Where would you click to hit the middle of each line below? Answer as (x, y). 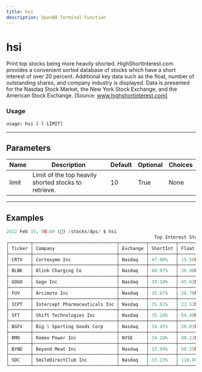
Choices (181, 165)
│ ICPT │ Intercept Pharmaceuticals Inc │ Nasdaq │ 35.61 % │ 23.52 (101, 304)
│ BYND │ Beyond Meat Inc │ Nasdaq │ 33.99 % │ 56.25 (101, 349)
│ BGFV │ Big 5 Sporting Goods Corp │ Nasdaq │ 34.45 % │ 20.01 (101, 327)
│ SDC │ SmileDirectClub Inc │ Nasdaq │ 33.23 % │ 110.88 (102, 360)
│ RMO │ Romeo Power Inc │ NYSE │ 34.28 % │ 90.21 (101, 338)
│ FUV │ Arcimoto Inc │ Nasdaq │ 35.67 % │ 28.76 (101, 293)
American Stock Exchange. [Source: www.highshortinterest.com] (87, 96)
